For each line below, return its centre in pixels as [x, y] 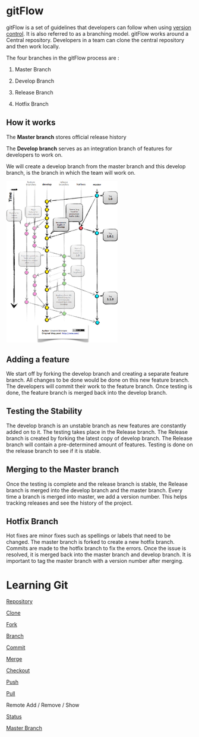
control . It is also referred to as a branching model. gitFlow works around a [97, 33]
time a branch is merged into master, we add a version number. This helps [97, 496]
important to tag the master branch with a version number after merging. [95, 561]
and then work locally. [33, 46]
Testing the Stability [44, 411]
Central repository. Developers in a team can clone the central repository [95, 40]
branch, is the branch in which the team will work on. [71, 172]
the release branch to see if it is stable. [54, 451]
